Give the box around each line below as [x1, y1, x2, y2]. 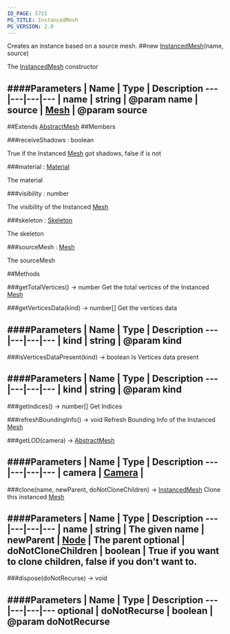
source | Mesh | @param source [7, 104, 148, 116]
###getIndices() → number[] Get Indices [7, 402, 123, 410]
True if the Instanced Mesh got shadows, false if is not [7, 149, 162, 157]
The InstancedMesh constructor [7, 63, 98, 71]
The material [7, 176, 43, 184]
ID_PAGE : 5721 [7, 10, 48, 17]
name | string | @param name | [63, 93, 198, 105]
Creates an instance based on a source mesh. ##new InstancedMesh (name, [7, 42, 224, 50]
